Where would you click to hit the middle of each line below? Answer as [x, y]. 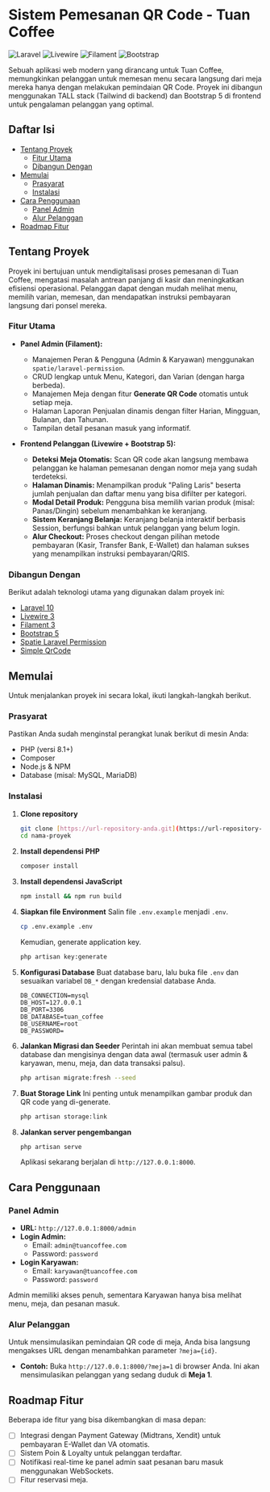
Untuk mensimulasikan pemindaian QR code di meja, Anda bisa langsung [129, 1342]
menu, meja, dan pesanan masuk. [64, 1304]
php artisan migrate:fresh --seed [78, 1078]
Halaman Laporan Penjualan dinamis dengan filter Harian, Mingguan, [146, 411]
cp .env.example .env [56, 927]
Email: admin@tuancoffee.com [79, 1245]
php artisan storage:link [63, 1116]
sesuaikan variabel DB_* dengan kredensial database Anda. [118, 980]
